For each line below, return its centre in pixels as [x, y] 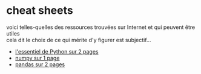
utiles [13, 33]
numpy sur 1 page [37, 58]
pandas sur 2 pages [40, 64]
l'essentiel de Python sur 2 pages [57, 51]
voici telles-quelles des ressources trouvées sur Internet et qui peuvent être [101, 27]
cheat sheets [40, 11]
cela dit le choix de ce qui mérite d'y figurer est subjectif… [79, 40]
